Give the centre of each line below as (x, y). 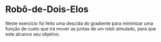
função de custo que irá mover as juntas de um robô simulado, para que (81, 28)
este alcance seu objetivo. (33, 34)
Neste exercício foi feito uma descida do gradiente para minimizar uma (79, 23)
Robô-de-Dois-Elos (47, 9)
